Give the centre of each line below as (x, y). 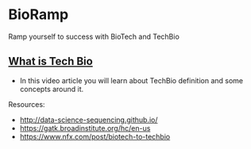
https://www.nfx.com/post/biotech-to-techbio (95, 136)
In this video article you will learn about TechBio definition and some (131, 80)
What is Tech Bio (50, 61)
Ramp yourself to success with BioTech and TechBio (94, 36)
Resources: (27, 104)
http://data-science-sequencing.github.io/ (89, 120)
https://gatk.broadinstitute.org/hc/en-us (85, 128)
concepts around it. (52, 89)
